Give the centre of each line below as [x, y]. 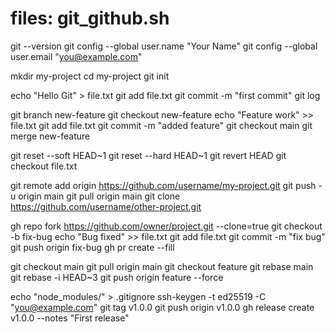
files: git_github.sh [90, 18]
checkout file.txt [44, 166]
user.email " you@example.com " [76, 56]
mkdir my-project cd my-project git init [90, 76]
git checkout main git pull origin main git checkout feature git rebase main [162, 266]
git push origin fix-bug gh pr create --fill [92, 247]
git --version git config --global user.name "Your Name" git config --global [164, 46]
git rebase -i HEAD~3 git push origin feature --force [117, 277]
